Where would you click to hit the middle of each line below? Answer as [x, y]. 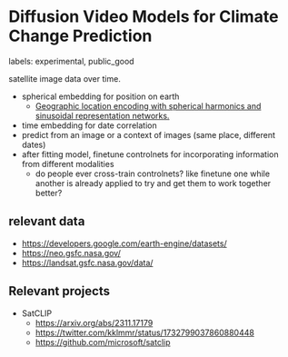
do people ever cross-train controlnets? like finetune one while [152, 174]
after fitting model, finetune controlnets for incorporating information [150, 154]
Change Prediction [80, 36]
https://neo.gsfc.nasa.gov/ [71, 253]
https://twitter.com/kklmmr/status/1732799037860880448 [145, 332]
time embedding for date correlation [89, 125]
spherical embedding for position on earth [100, 96]
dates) [34, 144]
